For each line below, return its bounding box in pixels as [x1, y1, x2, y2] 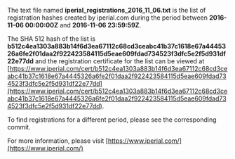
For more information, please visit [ [7, 136, 109, 145]
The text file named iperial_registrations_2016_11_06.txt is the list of [7, 6, 206, 14]
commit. [7, 123, 31, 131]
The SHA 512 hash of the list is [7, 34, 96, 43]
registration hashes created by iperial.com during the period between [7, 13, 208, 22]
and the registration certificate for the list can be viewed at [34, 57, 205, 65]
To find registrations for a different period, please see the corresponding [7, 115, 217, 124]
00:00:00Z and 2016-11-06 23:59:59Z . [25, 21, 142, 29]
